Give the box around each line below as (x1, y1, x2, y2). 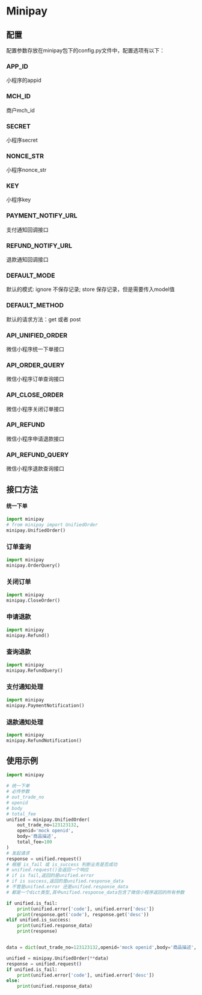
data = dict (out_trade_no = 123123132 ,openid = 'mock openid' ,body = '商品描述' (6, 944, 194, 950)
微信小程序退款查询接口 (6, 465, 64, 472)
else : (6, 978, 20, 984)
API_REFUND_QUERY (6, 450, 69, 459)
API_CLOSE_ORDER (6, 391, 64, 399)
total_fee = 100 (17, 839, 52, 845)
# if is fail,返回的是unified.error (6, 873, 94, 879)
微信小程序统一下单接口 (6, 345, 64, 353)
